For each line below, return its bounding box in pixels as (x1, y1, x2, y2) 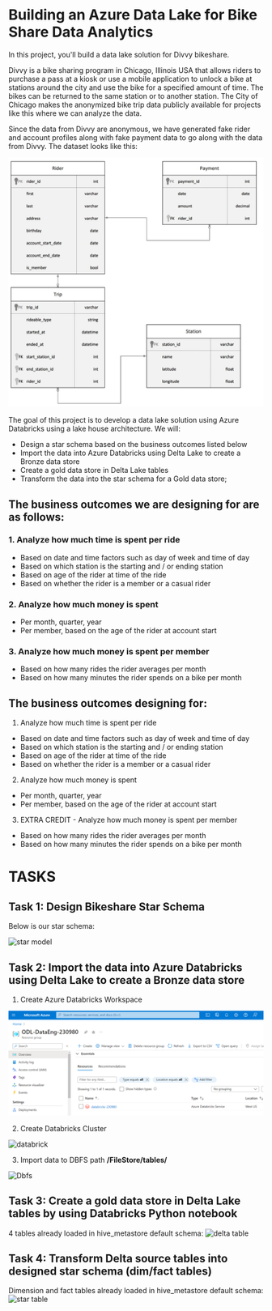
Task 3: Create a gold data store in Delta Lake (8, 1194, 241, 1208)
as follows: (8, 510, 65, 524)
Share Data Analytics (8, 23, 154, 41)
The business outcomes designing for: (8, 696, 208, 710)
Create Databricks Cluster (19, 1123, 107, 1133)
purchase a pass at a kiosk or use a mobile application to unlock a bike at (8, 74, 253, 83)
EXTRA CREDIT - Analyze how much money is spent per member (19, 815, 237, 825)
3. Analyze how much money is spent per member (8, 646, 210, 658)
